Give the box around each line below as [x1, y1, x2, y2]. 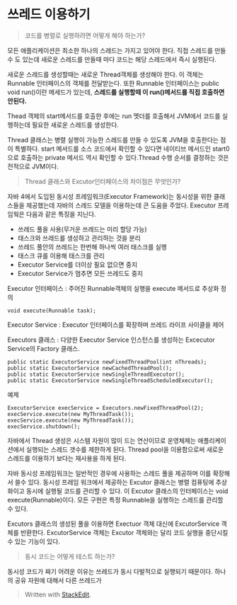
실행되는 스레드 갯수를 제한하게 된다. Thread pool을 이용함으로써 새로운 [25, 445, 224, 454]
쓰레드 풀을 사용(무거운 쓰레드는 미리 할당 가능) [17, 224, 147, 234]
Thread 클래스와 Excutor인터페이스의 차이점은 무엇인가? [24, 177, 181, 185]
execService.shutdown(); [7, 422, 81, 430]
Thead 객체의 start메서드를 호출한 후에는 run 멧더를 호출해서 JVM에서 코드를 [7, 111, 221, 120]
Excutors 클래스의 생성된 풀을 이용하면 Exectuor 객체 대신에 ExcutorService [7, 519, 220, 528]
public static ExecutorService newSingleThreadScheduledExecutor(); [7, 376, 214, 384]
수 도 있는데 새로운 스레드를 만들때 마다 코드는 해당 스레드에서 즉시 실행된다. [7, 54, 217, 64]
